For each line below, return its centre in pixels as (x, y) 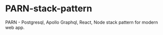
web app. (15, 27)
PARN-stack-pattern (49, 9)
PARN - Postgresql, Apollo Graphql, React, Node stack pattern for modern (82, 22)
